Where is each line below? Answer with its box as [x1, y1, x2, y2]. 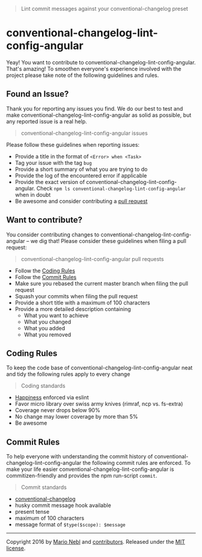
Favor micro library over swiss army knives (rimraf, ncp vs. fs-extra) [14, 400, 183, 408]
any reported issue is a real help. [6, 117, 87, 125]
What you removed [23, 331, 72, 338]
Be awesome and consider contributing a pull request [14, 197, 148, 205]
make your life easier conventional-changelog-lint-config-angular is [6, 466, 174, 473]
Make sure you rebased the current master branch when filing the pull [14, 280, 188, 287]
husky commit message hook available [14, 502, 111, 509]
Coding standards [20, 382, 66, 390]
